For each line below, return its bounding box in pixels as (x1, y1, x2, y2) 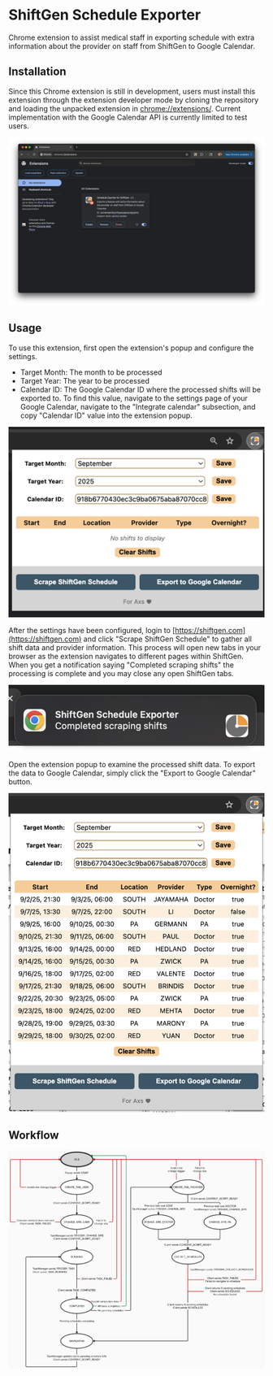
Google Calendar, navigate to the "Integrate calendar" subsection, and (19, 402, 256, 411)
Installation (8, 65, 67, 79)
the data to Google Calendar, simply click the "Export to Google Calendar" (8, 768, 256, 778)
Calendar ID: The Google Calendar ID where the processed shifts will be (19, 384, 262, 394)
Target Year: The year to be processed (19, 375, 150, 385)
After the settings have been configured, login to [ (8, 626, 175, 636)
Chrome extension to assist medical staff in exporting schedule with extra (8, 33, 255, 42)
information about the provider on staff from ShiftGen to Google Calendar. (8, 41, 256, 50)
